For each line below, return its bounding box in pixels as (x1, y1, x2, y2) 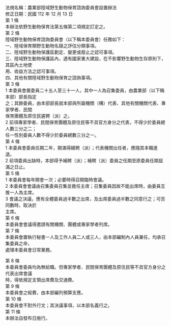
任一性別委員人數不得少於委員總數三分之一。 (5, 132, 99, 138)
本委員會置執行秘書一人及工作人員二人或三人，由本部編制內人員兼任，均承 (5, 234, 161, 240)
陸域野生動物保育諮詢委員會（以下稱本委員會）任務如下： (5, 36, 126, 42)
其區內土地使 (5, 62, 32, 68)
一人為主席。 (9, 189, 37, 195)
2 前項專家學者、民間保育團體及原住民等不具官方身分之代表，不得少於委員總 (5, 119, 165, 125)
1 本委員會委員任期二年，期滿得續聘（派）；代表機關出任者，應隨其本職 (5, 145, 154, 151)
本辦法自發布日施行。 (5, 315, 50, 321)
